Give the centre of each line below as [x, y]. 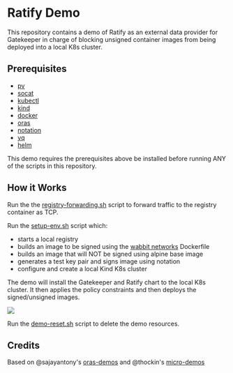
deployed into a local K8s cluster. [55, 47]
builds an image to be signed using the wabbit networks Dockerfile [113, 246]
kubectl [28, 100]
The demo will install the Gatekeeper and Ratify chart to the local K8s [106, 282]
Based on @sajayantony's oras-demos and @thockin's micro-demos [106, 362]
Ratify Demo [44, 13]
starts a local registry [48, 239]
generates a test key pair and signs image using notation [99, 261]
